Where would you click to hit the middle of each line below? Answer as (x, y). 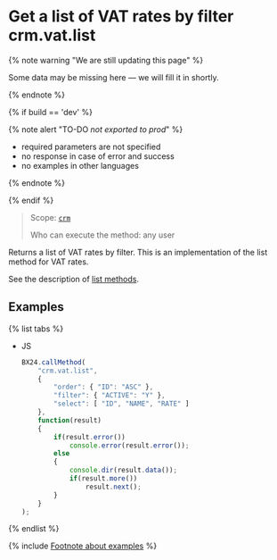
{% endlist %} (34, 529)
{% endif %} (31, 200)
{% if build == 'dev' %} (50, 112)
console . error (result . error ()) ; (129, 445)
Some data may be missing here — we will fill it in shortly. (114, 77)
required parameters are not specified (91, 146)
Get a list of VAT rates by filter (121, 17)
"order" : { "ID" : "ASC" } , (104, 387)
